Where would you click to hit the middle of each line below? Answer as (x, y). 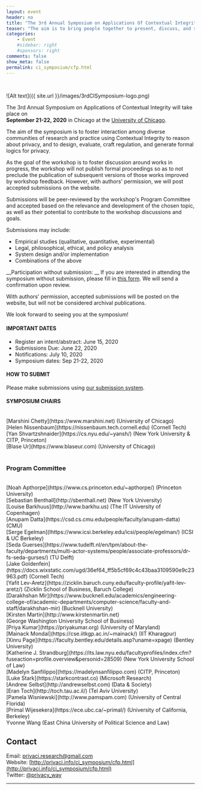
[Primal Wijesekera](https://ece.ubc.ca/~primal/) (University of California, (97, 710)
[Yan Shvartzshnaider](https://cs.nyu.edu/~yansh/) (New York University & (98, 434)
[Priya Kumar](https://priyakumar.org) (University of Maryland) (83, 627)
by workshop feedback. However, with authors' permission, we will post (95, 182)
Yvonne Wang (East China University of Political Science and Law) (88, 723)
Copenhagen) (23, 513)
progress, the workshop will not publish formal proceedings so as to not (95, 169)
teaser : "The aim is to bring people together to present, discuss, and (99, 28)
